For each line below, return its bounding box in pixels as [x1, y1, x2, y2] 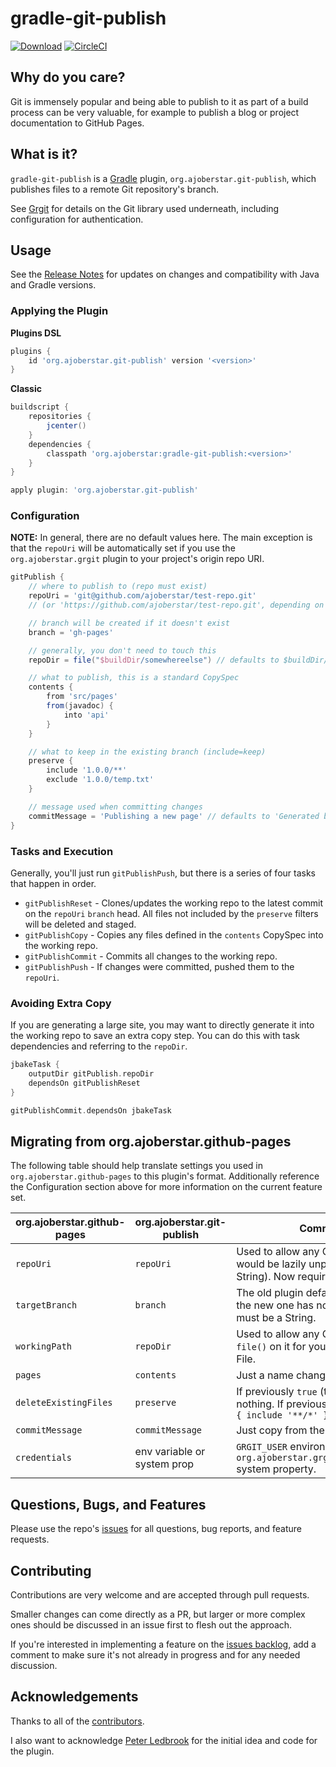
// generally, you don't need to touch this [28, 645, 217, 656]
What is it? [10, 146, 78, 163]
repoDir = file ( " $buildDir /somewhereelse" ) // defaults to [28, 655, 280, 665]
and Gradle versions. [10, 279, 97, 291]
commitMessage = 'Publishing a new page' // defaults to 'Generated [28, 811, 320, 821]
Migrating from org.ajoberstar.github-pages [10, 1133, 292, 1150]
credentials [15, 1452, 73, 1464]
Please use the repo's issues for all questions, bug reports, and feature [10, 1523, 302, 1535]
